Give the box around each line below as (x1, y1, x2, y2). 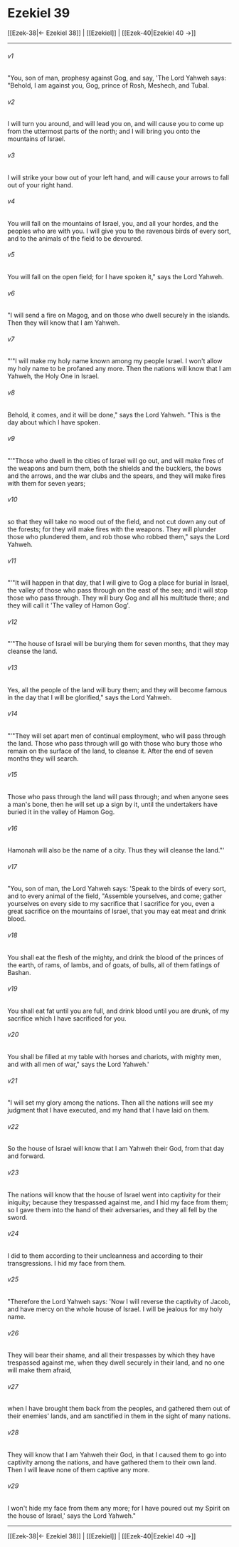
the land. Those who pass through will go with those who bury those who (7, 739, 223, 747)
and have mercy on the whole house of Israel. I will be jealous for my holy (7, 1305, 223, 1313)
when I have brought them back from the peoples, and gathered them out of (7, 1405, 230, 1413)
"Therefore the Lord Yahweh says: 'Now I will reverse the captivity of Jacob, (7, 1298, 231, 1306)
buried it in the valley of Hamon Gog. (7, 807, 115, 816)
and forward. (7, 1152, 46, 1160)
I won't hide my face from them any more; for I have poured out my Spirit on (7, 1504, 230, 1512)
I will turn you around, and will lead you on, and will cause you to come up (7, 120, 224, 128)
